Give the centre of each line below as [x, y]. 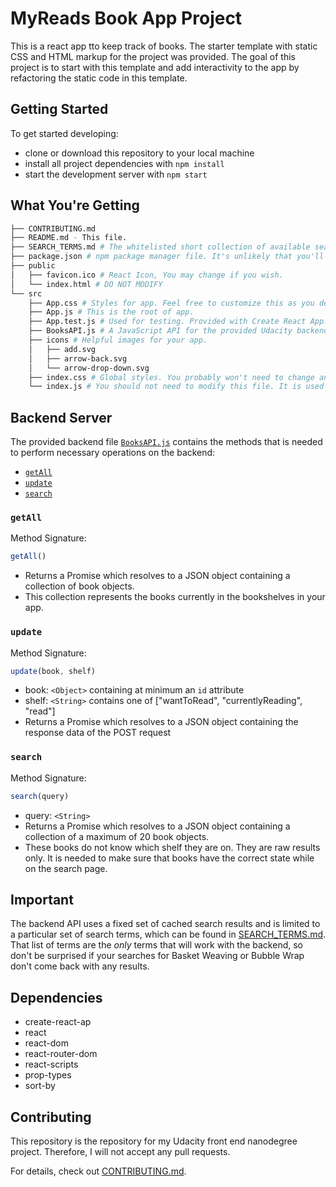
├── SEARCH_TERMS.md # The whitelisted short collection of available [160, 247]
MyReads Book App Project [126, 18]
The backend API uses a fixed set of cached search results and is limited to [165, 924]
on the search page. [66, 868]
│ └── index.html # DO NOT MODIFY [86, 284]
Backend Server [61, 417]
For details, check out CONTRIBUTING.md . [98, 1171]
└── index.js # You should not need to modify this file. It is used [176, 387]
